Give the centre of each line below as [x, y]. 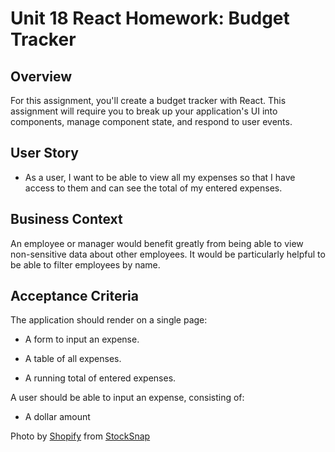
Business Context [66, 219]
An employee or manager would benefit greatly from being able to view [157, 243]
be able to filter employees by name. [85, 264]
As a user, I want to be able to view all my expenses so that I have [160, 177]
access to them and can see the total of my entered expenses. [153, 188]
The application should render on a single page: [109, 320]
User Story [44, 153]
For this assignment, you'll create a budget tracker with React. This [148, 100]
